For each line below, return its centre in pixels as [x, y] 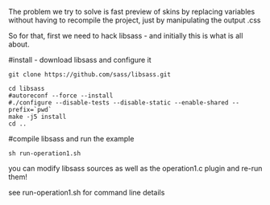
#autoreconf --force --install [61, 96]
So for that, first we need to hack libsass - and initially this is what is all [126, 36]
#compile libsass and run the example [71, 139]
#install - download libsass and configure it [80, 60]
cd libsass [27, 88]
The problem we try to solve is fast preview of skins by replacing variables [132, 12]
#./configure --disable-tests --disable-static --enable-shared [118, 103]
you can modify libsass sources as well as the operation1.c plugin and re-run [135, 168]
